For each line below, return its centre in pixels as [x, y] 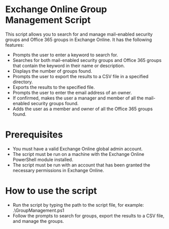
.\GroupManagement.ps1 [38, 210]
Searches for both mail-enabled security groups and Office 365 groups [87, 60]
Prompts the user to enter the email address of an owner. [72, 92]
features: [15, 45]
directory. [23, 82]
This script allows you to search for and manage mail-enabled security [79, 34]
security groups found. [55, 103]
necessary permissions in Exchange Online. [58, 170]
